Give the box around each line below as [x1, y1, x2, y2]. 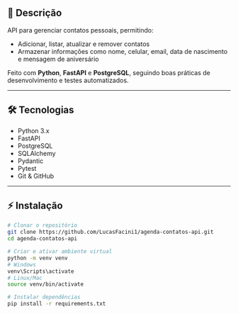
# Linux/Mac [7, 274, 42, 281]
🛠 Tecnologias [7, 104, 74, 116]
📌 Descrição [7, 7, 62, 19]
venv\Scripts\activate [7, 267, 74, 275]
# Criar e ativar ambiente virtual [7, 248, 113, 255]
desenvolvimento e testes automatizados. [7, 76, 129, 84]
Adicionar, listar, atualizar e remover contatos [17, 40, 150, 48]
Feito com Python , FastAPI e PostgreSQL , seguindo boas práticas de [7, 68, 211, 77]
